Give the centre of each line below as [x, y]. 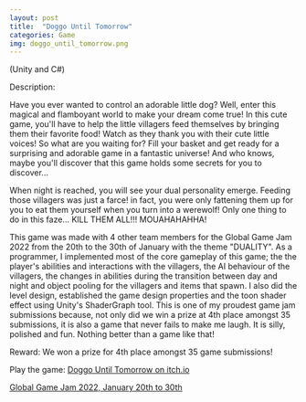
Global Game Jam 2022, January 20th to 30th [96, 387]
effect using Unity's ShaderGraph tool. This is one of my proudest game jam [153, 305]
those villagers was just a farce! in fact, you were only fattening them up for [152, 200]
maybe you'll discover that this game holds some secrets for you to [136, 163]
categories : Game [42, 35]
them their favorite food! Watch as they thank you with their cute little [139, 134]
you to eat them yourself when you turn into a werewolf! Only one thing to [148, 210]
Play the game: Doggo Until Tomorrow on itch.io [100, 370]
